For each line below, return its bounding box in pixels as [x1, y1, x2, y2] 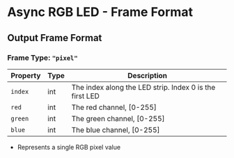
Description [127, 70, 167, 80]
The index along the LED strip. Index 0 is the [71, 82, 216, 92]
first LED [71, 91, 100, 101]
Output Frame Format [7, 32, 102, 44]
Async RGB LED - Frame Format [7, 4, 194, 20]
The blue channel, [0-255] [71, 125, 160, 134]
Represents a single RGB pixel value [17, 143, 120, 151]
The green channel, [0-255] [71, 113, 165, 123]
